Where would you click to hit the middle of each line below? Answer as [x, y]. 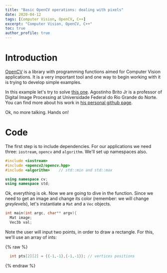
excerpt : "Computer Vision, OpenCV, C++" [49, 24]
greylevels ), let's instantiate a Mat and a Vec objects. [58, 204]
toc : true [15, 28]
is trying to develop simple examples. [43, 82]
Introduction [31, 58]
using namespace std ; [28, 184]
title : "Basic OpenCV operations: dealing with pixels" [64, 10]
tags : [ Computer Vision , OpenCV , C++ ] [45, 19]
